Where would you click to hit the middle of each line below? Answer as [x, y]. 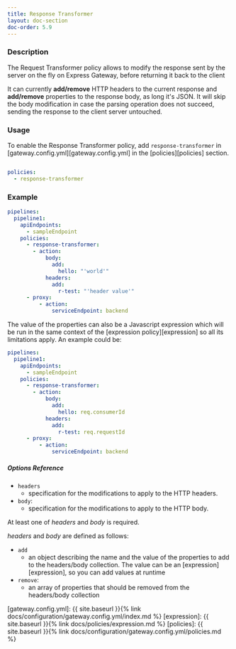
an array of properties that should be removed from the [109, 587]
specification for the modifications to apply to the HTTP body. [118, 508]
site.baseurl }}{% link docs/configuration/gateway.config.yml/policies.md [114, 631]
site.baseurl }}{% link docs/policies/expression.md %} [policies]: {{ [105, 623]
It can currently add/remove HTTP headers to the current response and [112, 89]
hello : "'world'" [84, 271]
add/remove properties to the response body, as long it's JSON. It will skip [117, 96]
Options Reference [35, 468]
